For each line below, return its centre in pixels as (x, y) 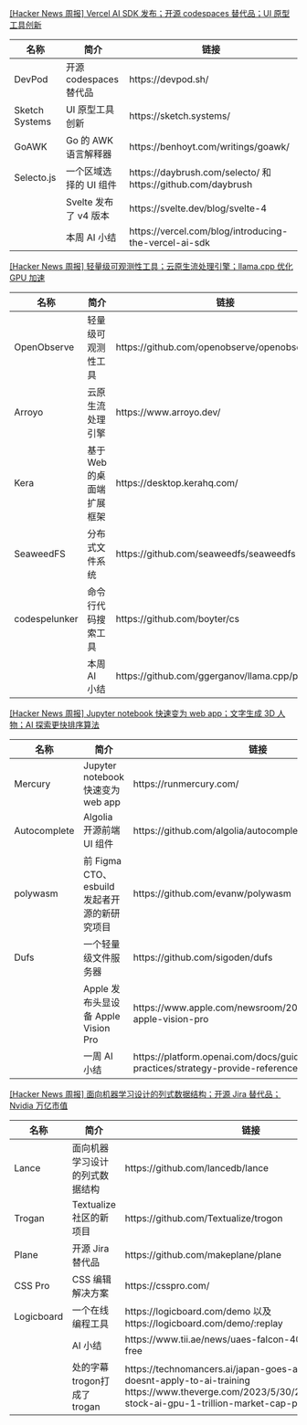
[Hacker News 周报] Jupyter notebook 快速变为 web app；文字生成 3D (143, 713)
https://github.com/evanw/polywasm (212, 893)
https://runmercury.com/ (186, 784)
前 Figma (102, 861)
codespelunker (46, 619)
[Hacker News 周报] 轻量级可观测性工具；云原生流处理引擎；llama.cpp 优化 (152, 266)
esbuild (99, 887)
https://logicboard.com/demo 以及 (198, 1311)
